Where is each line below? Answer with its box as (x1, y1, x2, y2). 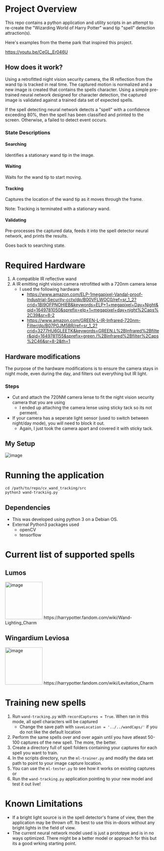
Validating (5, 217, 26, 223)
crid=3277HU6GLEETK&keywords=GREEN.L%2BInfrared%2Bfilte (26, 328, 160, 334)
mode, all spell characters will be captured (12, 718, 98, 724)
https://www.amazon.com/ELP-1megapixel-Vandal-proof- (26, 291, 143, 297)
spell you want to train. (12, 750, 59, 756)
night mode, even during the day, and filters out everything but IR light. (5, 371, 148, 377)
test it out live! (12, 781, 41, 787)
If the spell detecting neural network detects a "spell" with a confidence (5, 106, 150, 112)
